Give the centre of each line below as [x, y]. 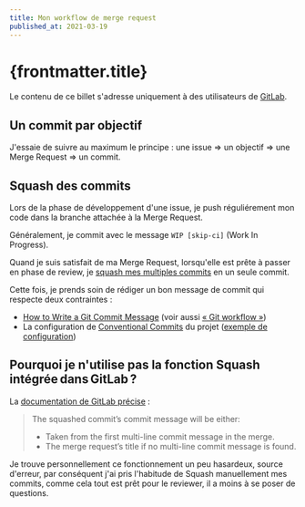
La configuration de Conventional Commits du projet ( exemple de [145, 327]
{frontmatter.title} [79, 72]
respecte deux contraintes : [61, 300]
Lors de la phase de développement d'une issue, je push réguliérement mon [152, 208]
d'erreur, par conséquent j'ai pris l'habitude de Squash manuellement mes [148, 473]
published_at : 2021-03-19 [58, 26]
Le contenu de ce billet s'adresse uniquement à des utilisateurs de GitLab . [148, 97]
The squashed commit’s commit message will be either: [136, 419]
